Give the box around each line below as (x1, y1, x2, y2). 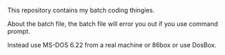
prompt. (7, 28, 30, 35)
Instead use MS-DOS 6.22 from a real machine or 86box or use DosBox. (7, 41, 217, 49)
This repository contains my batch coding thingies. (7, 6, 155, 14)
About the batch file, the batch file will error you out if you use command (7, 20, 219, 28)
